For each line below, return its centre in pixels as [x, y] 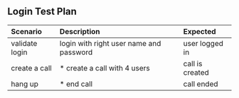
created [196, 72]
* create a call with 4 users [105, 68]
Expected [200, 31]
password [76, 52]
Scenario [27, 31]
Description [80, 31]
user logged [203, 43]
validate [24, 43]
